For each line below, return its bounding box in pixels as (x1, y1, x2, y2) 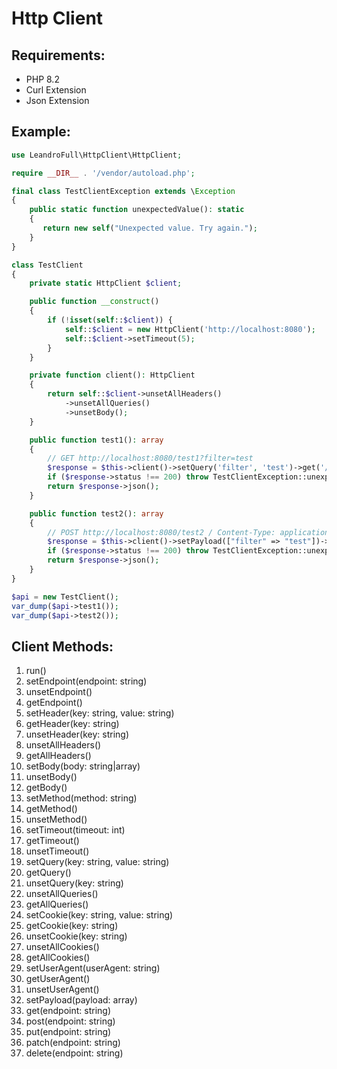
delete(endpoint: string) (25, 1047, 124, 1059)
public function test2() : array (29, 508, 164, 519)
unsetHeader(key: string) (25, 728, 129, 741)
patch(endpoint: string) (25, 1037, 121, 1049)
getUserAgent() (25, 973, 91, 985)
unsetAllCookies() (25, 941, 100, 953)
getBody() (25, 782, 68, 794)
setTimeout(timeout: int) (25, 824, 126, 836)
